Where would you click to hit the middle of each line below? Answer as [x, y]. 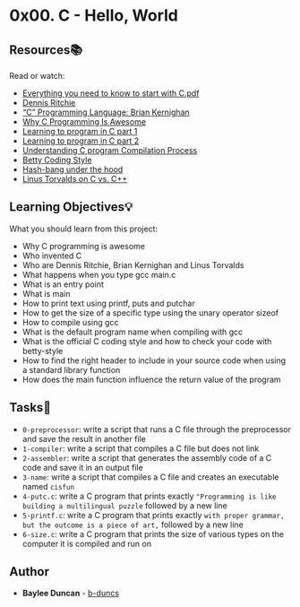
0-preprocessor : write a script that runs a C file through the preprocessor [156, 429]
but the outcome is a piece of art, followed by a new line [133, 525]
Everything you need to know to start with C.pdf [111, 93]
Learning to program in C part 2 [81, 141]
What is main [46, 293]
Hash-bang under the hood [73, 169]
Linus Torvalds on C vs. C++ [75, 179]
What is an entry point [63, 284]
